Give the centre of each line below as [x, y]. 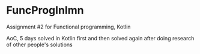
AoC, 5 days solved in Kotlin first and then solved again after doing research [100, 38]
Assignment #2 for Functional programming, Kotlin [68, 27]
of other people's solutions [40, 45]
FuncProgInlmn [45, 10]
